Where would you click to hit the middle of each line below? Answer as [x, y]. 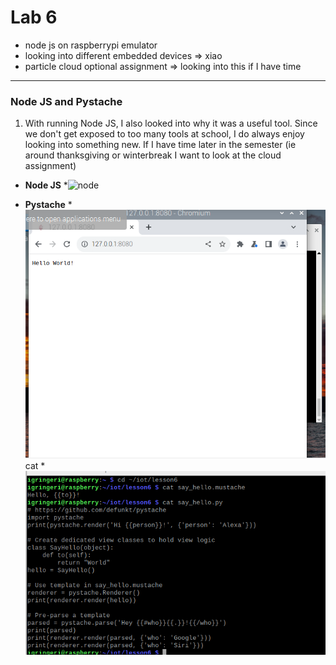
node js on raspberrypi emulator [91, 45]
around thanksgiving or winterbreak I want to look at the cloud [153, 155]
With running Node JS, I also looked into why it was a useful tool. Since [171, 123]
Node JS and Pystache [66, 101]
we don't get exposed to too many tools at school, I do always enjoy [164, 134]
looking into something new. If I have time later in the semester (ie [160, 145]
